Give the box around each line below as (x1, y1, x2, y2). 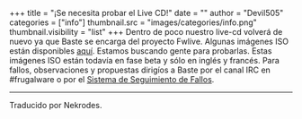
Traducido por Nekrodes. (9, 100, 102, 110)
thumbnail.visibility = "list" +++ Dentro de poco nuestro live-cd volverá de (9, 27, 283, 37)
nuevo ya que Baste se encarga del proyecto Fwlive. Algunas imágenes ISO (9, 36, 289, 47)
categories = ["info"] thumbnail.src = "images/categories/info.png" (9, 17, 258, 28)
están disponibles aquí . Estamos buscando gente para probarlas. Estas (9, 46, 272, 56)
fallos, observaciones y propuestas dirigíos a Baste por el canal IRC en (9, 64, 271, 75)
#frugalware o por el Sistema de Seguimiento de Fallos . (9, 74, 215, 84)
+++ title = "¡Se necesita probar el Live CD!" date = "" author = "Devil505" (9, 8, 284, 18)
